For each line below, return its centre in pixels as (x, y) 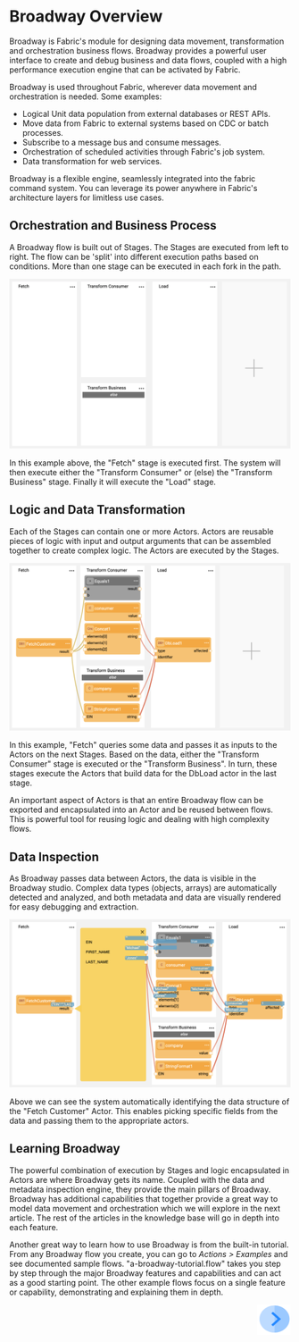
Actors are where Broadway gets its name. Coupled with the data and (137, 1179)
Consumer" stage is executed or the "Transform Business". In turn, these (143, 764)
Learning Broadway (65, 1149)
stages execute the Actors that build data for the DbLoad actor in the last (143, 774)
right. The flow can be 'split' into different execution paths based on (134, 256)
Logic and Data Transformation (97, 510)
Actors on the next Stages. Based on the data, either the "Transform (134, 755)
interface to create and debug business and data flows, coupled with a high (148, 60)
